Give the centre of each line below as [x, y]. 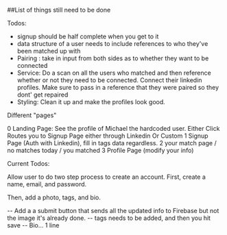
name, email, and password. [47, 184]
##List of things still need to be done [59, 10]
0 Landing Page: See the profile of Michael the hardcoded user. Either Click [113, 128]
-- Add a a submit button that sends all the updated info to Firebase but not [113, 211]
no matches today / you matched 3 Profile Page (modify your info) [100, 150]
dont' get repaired [43, 95]
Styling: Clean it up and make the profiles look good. [91, 102]
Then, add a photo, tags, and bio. [54, 197]
